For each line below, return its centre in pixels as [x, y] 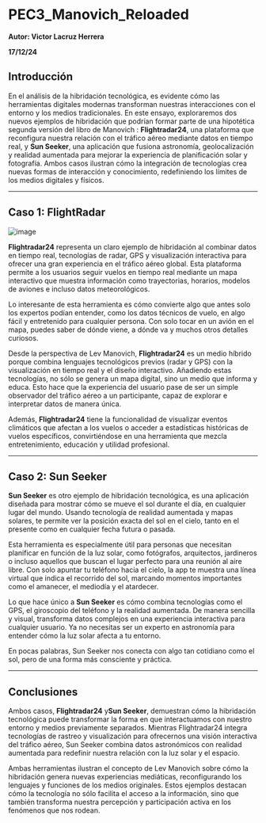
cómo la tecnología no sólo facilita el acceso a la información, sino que [123, 794]
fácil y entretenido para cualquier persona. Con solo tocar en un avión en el [131, 321]
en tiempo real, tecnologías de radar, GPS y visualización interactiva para [127, 255]
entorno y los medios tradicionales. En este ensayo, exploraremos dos [123, 112]
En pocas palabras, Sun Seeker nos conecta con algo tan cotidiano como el [131, 651]
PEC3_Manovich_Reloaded [99, 15]
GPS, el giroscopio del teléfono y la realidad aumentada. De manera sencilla [132, 611]
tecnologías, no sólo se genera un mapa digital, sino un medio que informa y [133, 379]
